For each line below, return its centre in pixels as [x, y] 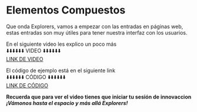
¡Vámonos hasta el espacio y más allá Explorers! [67, 103]
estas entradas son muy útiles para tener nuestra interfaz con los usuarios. [97, 32]
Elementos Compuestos [66, 10]
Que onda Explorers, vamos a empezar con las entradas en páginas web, [95, 26]
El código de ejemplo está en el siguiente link [61, 70]
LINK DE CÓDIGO [27, 85]
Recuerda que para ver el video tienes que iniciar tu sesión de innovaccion [99, 97]
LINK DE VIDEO [25, 59]
